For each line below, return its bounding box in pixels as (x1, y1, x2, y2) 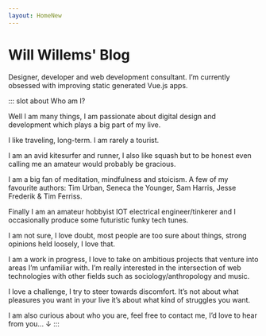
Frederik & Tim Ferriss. (8, 191, 83, 201)
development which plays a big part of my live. (8, 120, 161, 129)
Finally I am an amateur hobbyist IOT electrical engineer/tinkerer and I (8, 207, 236, 216)
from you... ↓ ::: (8, 319, 60, 328)
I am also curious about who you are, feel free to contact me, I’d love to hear (8, 311, 258, 320)
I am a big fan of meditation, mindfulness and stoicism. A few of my (8, 174, 229, 183)
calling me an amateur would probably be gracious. (8, 159, 176, 168)
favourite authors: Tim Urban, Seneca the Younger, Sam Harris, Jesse (8, 183, 237, 192)
